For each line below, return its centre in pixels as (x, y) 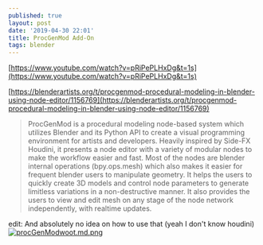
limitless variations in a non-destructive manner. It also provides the (139, 192)
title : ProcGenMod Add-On (51, 38)
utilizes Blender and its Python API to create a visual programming (136, 133)
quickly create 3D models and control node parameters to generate (138, 183)
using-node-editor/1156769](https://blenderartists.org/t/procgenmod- (123, 100)
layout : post (30, 23)
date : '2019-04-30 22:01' (51, 30)
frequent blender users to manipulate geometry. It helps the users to (140, 175)
